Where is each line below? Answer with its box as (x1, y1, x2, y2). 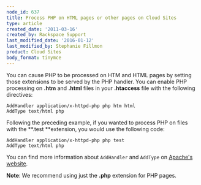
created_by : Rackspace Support (6, 32, 86, 38)
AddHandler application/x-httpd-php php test (6, 137, 124, 143)
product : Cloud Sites (6, 49, 62, 55)
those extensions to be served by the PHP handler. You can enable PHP (6, 78, 187, 85)
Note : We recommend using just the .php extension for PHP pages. (6, 172, 176, 179)
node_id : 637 (6, 9, 40, 15)
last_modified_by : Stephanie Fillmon (6, 43, 103, 50)
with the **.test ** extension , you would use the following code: (6, 125, 165, 132)
